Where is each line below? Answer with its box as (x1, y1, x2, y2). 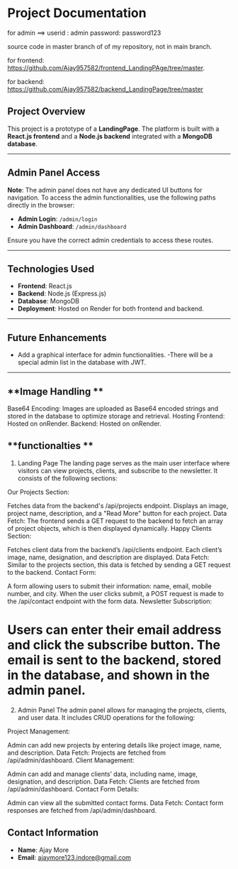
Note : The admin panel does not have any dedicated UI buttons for (7, 185, 203, 194)
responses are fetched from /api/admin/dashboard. (7, 806, 157, 814)
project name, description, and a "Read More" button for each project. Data (7, 509, 227, 517)
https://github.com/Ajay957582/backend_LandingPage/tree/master (7, 85, 204, 93)
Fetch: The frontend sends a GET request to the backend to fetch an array (7, 517, 223, 525)
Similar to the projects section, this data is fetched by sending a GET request (7, 560, 231, 569)
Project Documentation (7, 5, 147, 21)
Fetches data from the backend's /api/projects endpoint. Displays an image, (7, 501, 229, 509)
